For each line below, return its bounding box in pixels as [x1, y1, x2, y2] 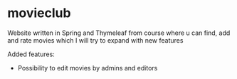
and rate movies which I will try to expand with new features [7, 36, 184, 44]
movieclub [7, 5, 71, 21]
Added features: [7, 50, 55, 58]
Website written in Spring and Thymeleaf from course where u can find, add [7, 28, 231, 37]
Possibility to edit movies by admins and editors [17, 63, 158, 72]
